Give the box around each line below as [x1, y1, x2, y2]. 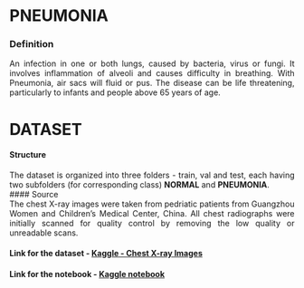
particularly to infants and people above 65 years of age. [9, 87, 222, 98]
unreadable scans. [9, 227, 79, 238]
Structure [9, 149, 47, 160]
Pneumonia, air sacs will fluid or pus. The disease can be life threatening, [9, 78, 295, 89]
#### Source [9, 188, 59, 199]
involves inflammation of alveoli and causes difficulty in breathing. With [9, 68, 295, 79]
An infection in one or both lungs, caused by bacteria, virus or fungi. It [9, 58, 295, 69]
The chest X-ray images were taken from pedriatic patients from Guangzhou [9, 198, 295, 209]
